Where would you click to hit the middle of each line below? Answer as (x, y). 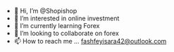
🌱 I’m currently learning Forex (57, 26)
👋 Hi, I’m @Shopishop (45, 11)
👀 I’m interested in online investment (67, 18)
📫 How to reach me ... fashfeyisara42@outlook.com (90, 41)
